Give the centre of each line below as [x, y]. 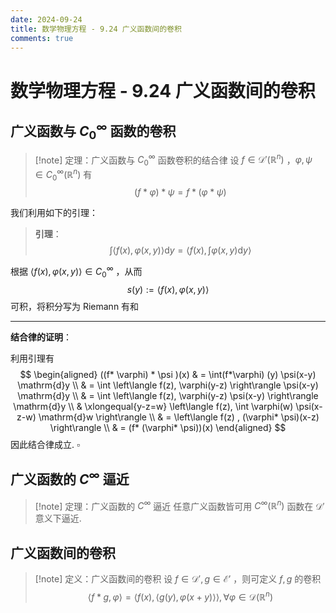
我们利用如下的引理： [54, 213]
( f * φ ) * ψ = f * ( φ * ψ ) [180, 192]
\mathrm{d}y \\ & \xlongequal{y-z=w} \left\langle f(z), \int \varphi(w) [153, 406]
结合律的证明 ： [41, 337]
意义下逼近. [58, 518]
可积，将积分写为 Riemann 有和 [75, 306]
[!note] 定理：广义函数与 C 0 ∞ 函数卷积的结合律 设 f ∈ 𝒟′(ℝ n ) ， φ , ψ [173, 160]
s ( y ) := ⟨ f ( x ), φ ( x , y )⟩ [168, 289]
